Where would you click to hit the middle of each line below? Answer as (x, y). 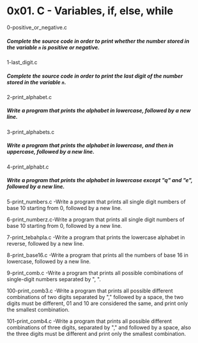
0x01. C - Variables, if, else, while (90, 11)
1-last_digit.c (22, 62)
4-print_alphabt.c (28, 167)
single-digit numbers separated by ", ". (54, 279)
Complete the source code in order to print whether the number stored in (98, 41)
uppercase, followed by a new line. (51, 152)
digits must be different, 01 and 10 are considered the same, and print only (98, 303)
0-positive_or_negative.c (37, 27)
